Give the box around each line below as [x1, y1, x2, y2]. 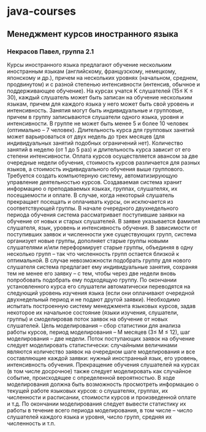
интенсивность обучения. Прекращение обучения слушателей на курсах [7, 361, 200, 368]
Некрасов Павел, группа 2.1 [7, 47, 94, 56]
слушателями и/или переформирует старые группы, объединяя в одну [7, 244, 194, 251]
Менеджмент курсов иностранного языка [7, 29, 178, 39]
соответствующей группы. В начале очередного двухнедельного [7, 204, 179, 212]
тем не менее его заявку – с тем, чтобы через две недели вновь [7, 269, 177, 277]
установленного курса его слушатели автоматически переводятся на [7, 282, 191, 290]
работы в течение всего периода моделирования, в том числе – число [7, 406, 193, 414]
